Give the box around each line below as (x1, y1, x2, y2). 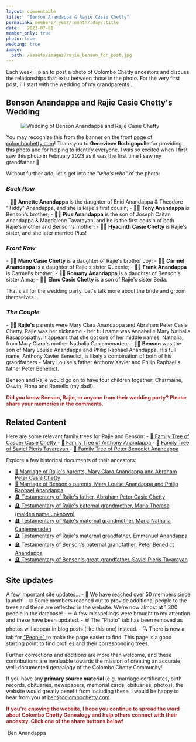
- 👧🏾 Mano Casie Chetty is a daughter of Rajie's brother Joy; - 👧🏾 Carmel (6, 258, 185, 265)
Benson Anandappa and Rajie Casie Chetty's (6, 98, 173, 108)
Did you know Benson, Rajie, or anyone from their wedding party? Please (6, 394, 187, 401)
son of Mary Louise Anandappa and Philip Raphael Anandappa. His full (6, 347, 177, 354)
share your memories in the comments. (6, 400, 104, 408)
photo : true (6, 36, 35, 42)
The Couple (6, 308, 40, 316)
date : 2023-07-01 (6, 25, 54, 31)
